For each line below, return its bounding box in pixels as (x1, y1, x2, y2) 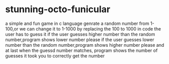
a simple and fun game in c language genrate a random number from (5, 20, 150, 26)
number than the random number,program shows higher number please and (5, 42, 164, 48)
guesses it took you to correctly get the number (5, 52, 105, 59)
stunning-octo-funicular (5, 4, 111, 15)
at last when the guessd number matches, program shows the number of (5, 47, 158, 53)
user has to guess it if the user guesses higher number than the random (5, 31, 155, 37)
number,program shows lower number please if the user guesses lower (5, 37, 154, 43)
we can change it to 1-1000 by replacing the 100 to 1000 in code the (19, 25, 161, 31)
